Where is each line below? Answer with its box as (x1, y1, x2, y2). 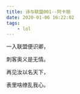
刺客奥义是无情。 (6, 55, 49, 63)
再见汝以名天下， (6, 69, 49, 76)
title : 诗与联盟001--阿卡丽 (6, 8, 71, 15)
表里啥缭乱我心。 (6, 81, 49, 89)
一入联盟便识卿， (6, 43, 49, 50)
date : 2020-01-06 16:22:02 (6, 14, 75, 20)
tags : (6, 20, 20, 26)
